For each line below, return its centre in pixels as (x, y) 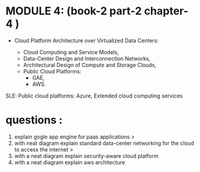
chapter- (166, 11)
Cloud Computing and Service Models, (71, 52)
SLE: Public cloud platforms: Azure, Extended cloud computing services (94, 96)
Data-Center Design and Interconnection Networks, (87, 58)
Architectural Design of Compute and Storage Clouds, (90, 65)
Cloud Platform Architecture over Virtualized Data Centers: (87, 40)
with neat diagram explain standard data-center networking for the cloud (104, 143)
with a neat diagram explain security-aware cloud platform (86, 156)
